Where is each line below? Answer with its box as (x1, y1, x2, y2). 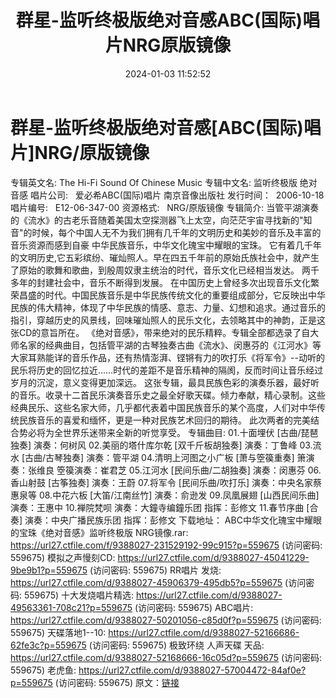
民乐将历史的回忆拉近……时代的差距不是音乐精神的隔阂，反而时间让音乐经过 (10, 364, 324, 376)
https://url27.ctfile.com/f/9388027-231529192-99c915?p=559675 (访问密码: (10, 539, 323, 551)
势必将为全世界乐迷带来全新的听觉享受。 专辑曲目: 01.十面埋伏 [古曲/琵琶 (18, 426, 319, 438)
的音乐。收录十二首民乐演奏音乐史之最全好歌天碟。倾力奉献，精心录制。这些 (10, 389, 326, 401)
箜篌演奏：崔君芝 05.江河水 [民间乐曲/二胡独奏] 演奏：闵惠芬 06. (56, 464, 322, 476)
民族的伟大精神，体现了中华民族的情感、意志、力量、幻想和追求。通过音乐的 (10, 301, 326, 313)
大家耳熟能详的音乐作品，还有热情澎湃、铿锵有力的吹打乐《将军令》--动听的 (10, 351, 325, 363)
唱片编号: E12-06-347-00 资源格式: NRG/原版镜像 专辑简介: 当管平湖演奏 (10, 201, 320, 213)
